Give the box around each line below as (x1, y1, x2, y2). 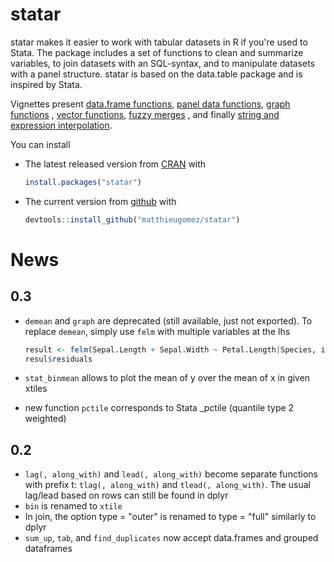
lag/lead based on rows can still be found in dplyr (24, 489, 229, 502)
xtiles (24, 383, 48, 395)
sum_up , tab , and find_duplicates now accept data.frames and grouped (24, 532, 319, 544)
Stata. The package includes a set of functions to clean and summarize (10, 46, 304, 58)
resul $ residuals (24, 354, 93, 364)
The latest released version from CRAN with (24, 158, 207, 170)
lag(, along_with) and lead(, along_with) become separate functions (24, 468, 318, 480)
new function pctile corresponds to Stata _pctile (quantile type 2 (24, 402, 295, 414)
